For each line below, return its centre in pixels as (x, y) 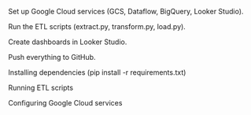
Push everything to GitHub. (52, 57)
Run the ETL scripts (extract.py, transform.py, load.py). (97, 26)
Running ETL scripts (41, 87)
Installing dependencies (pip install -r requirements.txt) (97, 72)
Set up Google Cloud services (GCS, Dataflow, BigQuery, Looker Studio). (126, 11)
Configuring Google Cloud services (65, 103)
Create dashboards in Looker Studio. (68, 42)
